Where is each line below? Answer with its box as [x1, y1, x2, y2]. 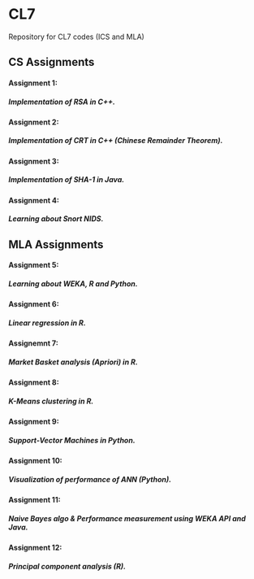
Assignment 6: [8, 299, 59, 309]
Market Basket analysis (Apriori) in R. [8, 357, 138, 367]
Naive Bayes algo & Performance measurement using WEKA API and [8, 513, 246, 523]
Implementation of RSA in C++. [8, 97, 116, 107]
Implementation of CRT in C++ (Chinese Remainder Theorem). [8, 136, 223, 146]
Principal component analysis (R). [8, 561, 127, 571]
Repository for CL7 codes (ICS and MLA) [8, 32, 144, 41]
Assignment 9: [8, 416, 59, 427]
